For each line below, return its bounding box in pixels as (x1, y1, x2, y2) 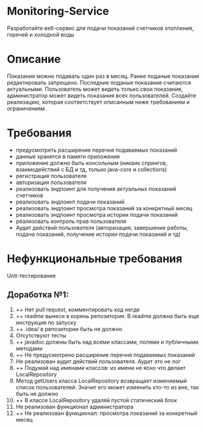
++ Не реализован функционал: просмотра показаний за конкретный (15, 409, 198, 417)
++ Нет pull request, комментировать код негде (15, 306, 140, 313)
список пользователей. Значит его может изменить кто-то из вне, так (15, 383, 200, 391)
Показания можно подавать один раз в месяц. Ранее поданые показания (7, 72, 200, 80)
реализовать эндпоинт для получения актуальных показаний (15, 185, 176, 193)
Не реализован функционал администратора (15, 403, 134, 410)
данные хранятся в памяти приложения (15, 152, 120, 160)
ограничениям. (7, 105, 47, 112)
